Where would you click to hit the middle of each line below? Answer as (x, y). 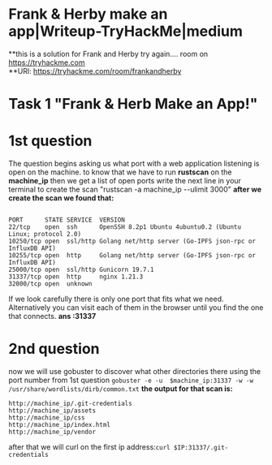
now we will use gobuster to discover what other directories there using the (135, 371)
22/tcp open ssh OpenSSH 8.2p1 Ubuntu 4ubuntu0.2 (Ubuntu (125, 227)
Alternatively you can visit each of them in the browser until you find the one (136, 308)
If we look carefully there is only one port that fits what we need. (117, 299)
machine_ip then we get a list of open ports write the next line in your (125, 181)
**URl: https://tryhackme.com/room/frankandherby (95, 71)
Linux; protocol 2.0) (45, 235)
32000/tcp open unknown (50, 284)
